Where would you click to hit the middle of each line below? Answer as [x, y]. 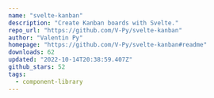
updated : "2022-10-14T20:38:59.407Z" [71, 60]
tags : [17, 74]
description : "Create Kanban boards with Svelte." [94, 23]
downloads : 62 [32, 52]
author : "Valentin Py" [46, 38]
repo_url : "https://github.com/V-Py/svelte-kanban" [95, 30]
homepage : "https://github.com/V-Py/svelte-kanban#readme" [108, 45]
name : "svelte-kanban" [46, 15]
